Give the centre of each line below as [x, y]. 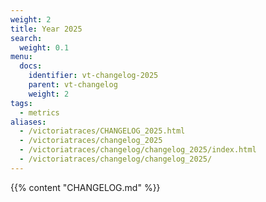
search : [26, 38]
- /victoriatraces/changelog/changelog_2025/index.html [138, 150]
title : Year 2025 [46, 29]
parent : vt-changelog [73, 85]
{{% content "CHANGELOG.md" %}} [85, 187]
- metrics [39, 112]
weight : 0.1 [44, 47]
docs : [31, 66]
